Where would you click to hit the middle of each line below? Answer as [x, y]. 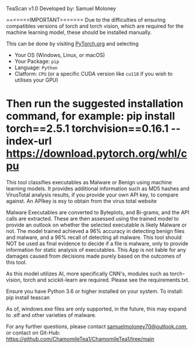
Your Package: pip [37, 61]
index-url [29, 141]
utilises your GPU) [36, 80]
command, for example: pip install [91, 116]
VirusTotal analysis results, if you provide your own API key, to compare [92, 195]
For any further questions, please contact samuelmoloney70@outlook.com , [97, 326]
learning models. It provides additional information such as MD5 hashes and [98, 188]
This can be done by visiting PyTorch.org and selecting [72, 44]
